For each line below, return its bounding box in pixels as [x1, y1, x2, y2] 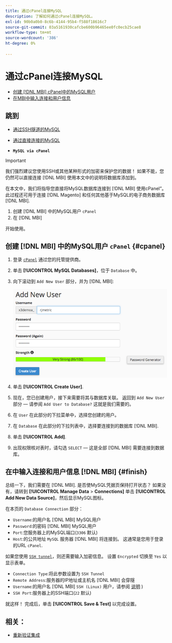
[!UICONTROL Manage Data [29, 488, 89, 494]
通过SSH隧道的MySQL [12, 126, 61, 132]
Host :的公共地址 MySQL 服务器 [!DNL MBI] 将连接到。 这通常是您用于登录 [12, 536, 164, 542]
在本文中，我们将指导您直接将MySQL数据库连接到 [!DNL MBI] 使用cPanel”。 [5, 185, 167, 191]
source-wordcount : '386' [5, 35, 59, 41]
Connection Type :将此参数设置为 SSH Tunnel [12, 571, 105, 577]
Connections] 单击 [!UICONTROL [94, 488, 166, 494]
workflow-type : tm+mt [5, 30, 52, 35]
